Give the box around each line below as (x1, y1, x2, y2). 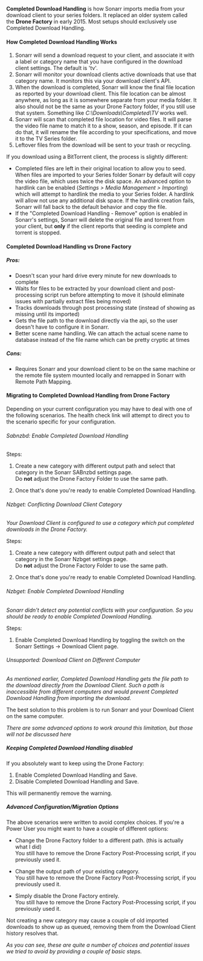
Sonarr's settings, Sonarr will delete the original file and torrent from (14, 216, 185, 223)
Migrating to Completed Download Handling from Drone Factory (6, 392, 170, 399)
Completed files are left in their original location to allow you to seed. (14, 165, 186, 172)
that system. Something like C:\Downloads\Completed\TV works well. (14, 109, 188, 117)
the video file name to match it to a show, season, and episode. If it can (14, 122, 192, 129)
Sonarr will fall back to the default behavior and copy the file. (14, 204, 167, 211)
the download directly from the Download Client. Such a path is (6, 681, 165, 689)
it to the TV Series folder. (14, 135, 77, 143)
